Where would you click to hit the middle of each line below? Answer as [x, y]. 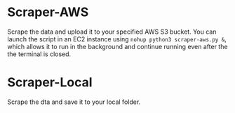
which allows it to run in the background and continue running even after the [117, 46]
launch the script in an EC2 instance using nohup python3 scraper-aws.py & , [117, 39]
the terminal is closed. [39, 54]
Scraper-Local [50, 82]
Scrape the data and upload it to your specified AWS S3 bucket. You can [112, 32]
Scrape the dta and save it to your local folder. [74, 102]
